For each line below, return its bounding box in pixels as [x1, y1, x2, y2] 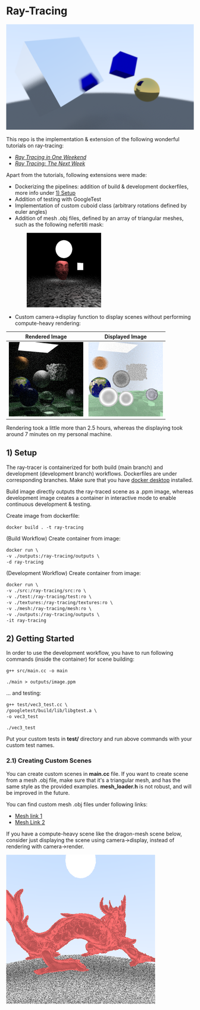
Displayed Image [104, 332, 147, 340]
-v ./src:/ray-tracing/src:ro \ [6, 588, 86, 593]
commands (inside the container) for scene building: [6, 655, 135, 663]
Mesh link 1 [14, 812, 43, 819]
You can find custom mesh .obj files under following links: [6, 800, 148, 808]
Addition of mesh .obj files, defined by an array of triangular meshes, [14, 215, 184, 222]
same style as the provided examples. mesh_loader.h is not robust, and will [6, 782, 192, 790]
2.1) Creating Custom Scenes [6, 757, 92, 765]
